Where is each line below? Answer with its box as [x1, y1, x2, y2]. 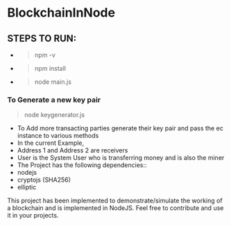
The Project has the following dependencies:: [17, 161, 147, 169]
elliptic [17, 183, 37, 191]
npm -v [34, 51, 55, 59]
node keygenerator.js [24, 111, 85, 119]
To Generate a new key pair [7, 95, 101, 105]
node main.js [34, 78, 71, 86]
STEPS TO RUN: [7, 33, 77, 44]
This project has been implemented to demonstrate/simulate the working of [7, 196, 223, 205]
